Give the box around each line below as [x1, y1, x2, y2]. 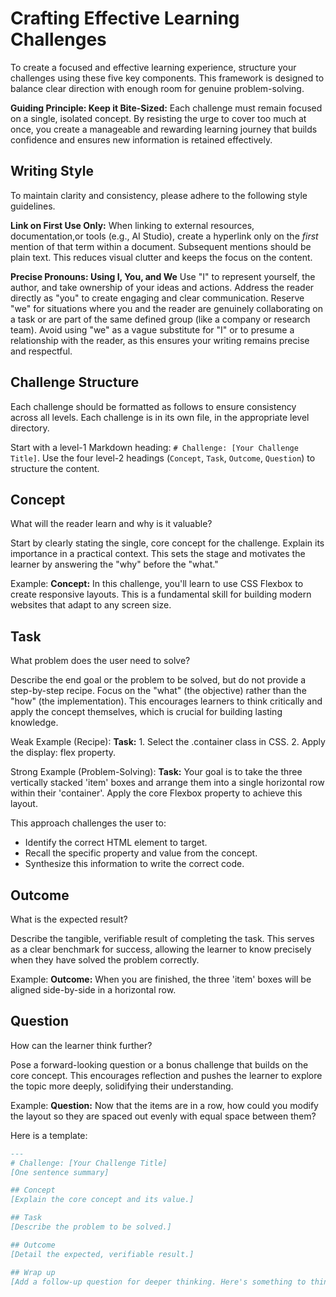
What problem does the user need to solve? [10, 655, 191, 667]
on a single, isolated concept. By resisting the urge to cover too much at [10, 112, 307, 124]
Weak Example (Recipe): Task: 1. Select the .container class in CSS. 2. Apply [10, 736, 326, 748]
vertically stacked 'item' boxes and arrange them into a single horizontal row [10, 777, 325, 789]
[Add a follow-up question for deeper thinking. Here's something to [10, 1277, 307, 1287]
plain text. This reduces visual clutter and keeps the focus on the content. [10, 251, 313, 263]
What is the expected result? [10, 913, 128, 925]
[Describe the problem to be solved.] [10, 1222, 172, 1232]
